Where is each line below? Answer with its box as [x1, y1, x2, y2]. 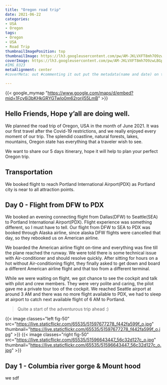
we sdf [5, 375, 19, 381]
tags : [5, 30, 16, 35]
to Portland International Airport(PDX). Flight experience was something [5, 219, 153, 225]
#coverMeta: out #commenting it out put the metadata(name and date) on [5, 72, 159, 77]
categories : [5, 16, 30, 21]
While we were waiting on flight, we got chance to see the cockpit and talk [5, 275, 158, 281]
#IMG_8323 [5, 63, 26, 68]
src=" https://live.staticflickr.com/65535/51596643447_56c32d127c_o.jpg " [5, 337, 156, 343]
